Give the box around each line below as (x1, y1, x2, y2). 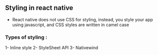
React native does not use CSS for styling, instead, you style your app (12, 16, 153, 22)
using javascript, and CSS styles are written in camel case (12, 22, 130, 27)
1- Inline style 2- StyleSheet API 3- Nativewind (5, 45, 99, 51)
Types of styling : (5, 34, 47, 41)
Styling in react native (5, 4, 73, 12)
